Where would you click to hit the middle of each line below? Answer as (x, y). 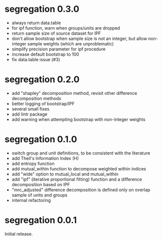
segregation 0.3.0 (42, 9)
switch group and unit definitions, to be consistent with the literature (81, 153)
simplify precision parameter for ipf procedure (59, 49)
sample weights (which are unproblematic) (71, 43)
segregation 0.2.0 (42, 80)
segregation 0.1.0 (41, 140)
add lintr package (30, 114)
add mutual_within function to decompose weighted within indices (79, 168)
